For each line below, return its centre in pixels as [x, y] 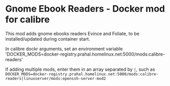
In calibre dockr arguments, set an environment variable [64, 49]
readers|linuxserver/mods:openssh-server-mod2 [56, 78]
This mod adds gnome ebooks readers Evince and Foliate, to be [72, 33]
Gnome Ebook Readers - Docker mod [85, 9]
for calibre [28, 19]
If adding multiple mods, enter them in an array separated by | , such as [80, 69]
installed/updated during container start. [48, 39]
